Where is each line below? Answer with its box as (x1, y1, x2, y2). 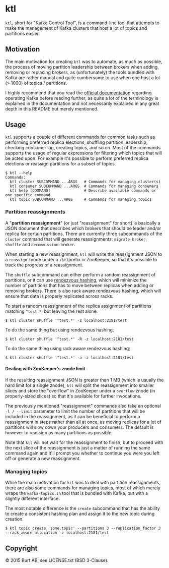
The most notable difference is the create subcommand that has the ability (5, 505, 160, 512)
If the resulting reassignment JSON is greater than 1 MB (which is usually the (5, 377, 164, 383)
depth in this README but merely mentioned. (5, 105, 99, 111)
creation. (5, 516, 24, 522)
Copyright (5, 544, 38, 552)
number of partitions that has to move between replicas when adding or (5, 282, 154, 288)
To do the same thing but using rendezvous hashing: (5, 326, 114, 333)
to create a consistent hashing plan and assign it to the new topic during (5, 510, 155, 517)
